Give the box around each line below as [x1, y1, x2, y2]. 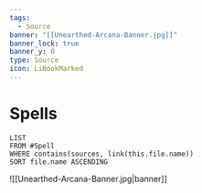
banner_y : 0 [9, 47, 55, 56]
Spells [9, 104, 58, 124]
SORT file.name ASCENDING [9, 157, 108, 167]
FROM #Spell [9, 141, 55, 150]
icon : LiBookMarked [9, 65, 84, 74]
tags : [9, 13, 30, 23]
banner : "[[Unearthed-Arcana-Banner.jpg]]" [9, 30, 178, 39]
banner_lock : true [9, 38, 80, 48]
